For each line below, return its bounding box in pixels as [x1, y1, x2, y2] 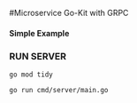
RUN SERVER [9, 50, 67, 62]
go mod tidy [9, 70, 53, 79]
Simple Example [9, 28, 70, 38]
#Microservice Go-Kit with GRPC [9, 8, 129, 18]
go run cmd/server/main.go [9, 85, 109, 94]
